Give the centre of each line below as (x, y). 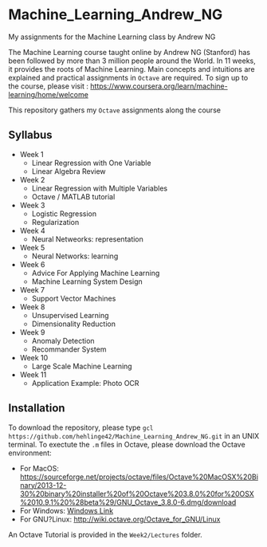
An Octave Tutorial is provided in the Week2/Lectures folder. (106, 534)
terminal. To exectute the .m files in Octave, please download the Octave (127, 444)
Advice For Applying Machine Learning (96, 273)
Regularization (55, 222)
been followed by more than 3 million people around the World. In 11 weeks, (132, 61)
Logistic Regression (64, 214)
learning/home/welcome (49, 94)
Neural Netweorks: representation (87, 239)
